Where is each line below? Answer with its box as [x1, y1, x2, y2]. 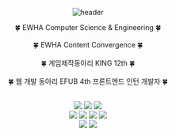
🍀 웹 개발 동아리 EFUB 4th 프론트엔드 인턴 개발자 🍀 [7, 77, 169, 86]
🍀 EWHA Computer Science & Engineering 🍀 [14, 23, 162, 32]
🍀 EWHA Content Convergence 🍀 [33, 40, 143, 49]
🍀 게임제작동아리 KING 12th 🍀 [40, 59, 136, 67]
